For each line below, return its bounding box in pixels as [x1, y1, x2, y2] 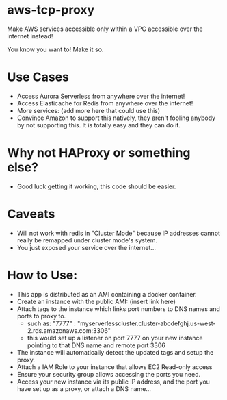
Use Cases [7, 69, 70, 85]
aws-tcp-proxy [7, 2, 95, 18]
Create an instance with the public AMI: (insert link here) [16, 297, 176, 305]
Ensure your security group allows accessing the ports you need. [16, 370, 200, 378]
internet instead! [7, 32, 53, 40]
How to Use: [7, 267, 78, 283]
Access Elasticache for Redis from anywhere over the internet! [16, 99, 193, 108]
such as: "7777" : [27, 319, 77, 327]
